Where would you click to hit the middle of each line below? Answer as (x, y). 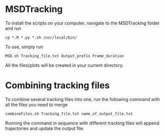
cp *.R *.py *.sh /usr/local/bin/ (41, 37)
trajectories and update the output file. (45, 128)
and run (13, 28)
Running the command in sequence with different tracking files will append (82, 123)
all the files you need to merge (36, 104)
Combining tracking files (57, 85)
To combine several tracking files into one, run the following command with (82, 99)
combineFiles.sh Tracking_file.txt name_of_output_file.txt (69, 113)
